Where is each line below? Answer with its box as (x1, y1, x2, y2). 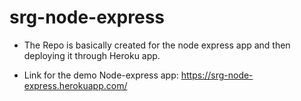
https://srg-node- (180, 69, 254, 81)
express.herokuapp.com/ (23, 79, 128, 91)
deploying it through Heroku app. (23, 49, 161, 61)
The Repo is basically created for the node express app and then (23, 39, 291, 51)
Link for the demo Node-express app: (23, 69, 179, 81)
